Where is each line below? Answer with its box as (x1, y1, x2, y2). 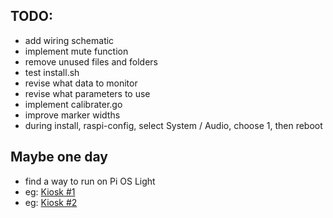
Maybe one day (10, 149, 108, 166)
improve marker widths (24, 109, 121, 121)
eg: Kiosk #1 (24, 185, 76, 198)
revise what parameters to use (24, 87, 151, 99)
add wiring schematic (24, 34, 115, 46)
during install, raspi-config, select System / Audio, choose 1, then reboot (24, 119, 323, 131)
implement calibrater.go (24, 98, 123, 110)
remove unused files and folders (24, 55, 159, 68)
